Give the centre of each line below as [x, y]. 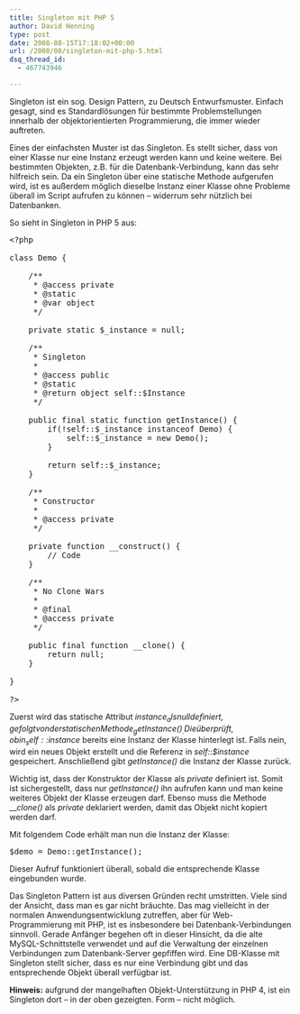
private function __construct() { [105, 546]
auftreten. [27, 130]
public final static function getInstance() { [133, 420]
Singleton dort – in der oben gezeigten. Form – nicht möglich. [123, 1000]
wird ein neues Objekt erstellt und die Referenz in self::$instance [129, 752]
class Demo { [38, 257]
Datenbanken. [35, 205]
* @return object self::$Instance [109, 393]
